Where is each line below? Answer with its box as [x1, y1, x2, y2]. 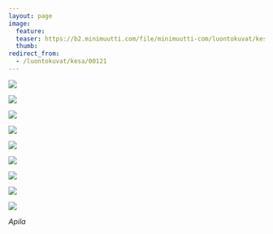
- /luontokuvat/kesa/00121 [15, 58, 107, 66]
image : [8, 19, 31, 28]
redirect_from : [8, 50, 60, 58]
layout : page [8, 11, 53, 20]
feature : [15, 27, 45, 35]
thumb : [15, 42, 38, 50]
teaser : [15, 34, 42, 43]
